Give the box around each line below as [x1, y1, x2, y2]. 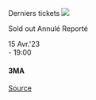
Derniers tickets [8, 9, 60, 17]
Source [8, 83, 32, 93]
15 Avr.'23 [8, 40, 40, 48]
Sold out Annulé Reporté [8, 24, 89, 33]
